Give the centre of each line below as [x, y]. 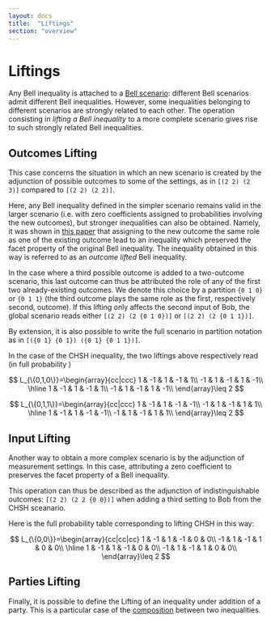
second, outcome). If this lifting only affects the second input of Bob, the [129, 307]
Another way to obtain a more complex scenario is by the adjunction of [127, 457]
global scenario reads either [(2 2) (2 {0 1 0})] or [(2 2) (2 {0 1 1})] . [131, 316]
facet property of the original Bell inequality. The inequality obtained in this [133, 248]
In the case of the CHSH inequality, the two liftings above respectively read [133, 356]
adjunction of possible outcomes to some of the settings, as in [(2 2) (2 [129, 181]
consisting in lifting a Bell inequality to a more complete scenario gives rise [133, 119]
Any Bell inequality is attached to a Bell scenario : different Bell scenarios [129, 93]
